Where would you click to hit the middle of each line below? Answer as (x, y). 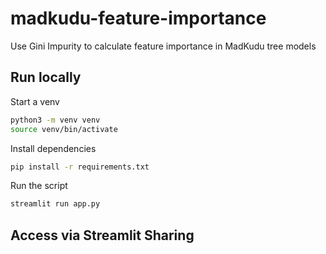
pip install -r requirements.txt (80, 167)
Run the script (39, 186)
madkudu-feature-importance (138, 18)
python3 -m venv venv (55, 120)
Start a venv (35, 101)
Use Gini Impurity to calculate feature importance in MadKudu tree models (163, 46)
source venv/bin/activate (64, 129)
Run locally (46, 77)
